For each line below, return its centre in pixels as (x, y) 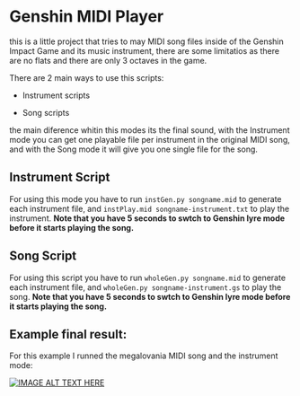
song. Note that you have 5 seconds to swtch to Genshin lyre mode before (150, 296)
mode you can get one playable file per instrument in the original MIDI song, (150, 139)
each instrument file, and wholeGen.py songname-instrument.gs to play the (146, 287)
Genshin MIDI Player (87, 17)
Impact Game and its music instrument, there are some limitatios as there (145, 50)
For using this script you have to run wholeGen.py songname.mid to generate (147, 277)
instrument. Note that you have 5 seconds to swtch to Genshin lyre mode (147, 218)
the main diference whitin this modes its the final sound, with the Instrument (150, 130)
